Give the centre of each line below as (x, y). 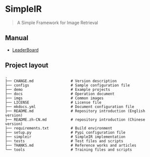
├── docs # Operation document (60, 94)
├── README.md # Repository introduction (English (75, 111)
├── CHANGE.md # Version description (61, 81)
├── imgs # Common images (54, 98)
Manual (17, 38)
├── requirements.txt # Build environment (59, 128)
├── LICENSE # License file (53, 102)
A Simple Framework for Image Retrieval (58, 23)
